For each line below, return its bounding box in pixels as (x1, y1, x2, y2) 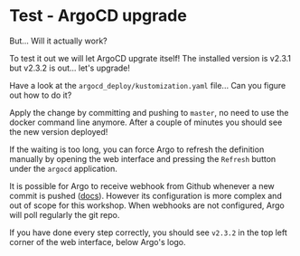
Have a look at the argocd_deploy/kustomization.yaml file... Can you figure (9, 80, 286, 90)
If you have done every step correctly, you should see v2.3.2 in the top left (9, 227, 287, 238)
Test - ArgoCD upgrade (9, 5, 187, 26)
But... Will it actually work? (9, 35, 108, 46)
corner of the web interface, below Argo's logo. (9, 236, 187, 247)
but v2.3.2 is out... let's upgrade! (9, 62, 131, 73)
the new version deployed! (9, 126, 108, 137)
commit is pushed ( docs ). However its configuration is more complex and (9, 190, 282, 201)
